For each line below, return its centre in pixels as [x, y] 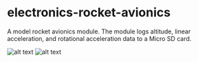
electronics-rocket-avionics [89, 13]
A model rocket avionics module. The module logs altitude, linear [99, 31]
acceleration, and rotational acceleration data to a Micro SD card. [99, 38]
